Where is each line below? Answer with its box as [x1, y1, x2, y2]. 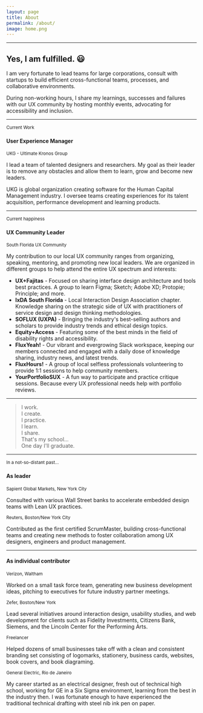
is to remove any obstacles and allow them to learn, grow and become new [6, 167, 193, 175]
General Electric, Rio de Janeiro [6, 669, 72, 676]
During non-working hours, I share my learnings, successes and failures [6, 94, 186, 102]
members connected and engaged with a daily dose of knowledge [14, 348, 180, 355]
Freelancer [6, 634, 29, 640]
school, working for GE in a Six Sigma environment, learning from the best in [6, 686, 196, 694]
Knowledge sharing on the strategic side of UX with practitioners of [14, 303, 183, 310]
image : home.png [6, 25, 47, 32]
